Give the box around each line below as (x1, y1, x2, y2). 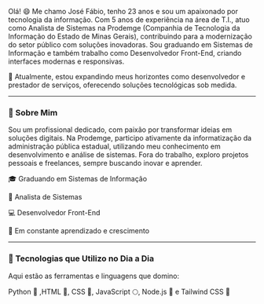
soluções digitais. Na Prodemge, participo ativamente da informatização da (8, 134, 252, 143)
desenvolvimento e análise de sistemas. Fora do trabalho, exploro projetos (8, 150, 249, 159)
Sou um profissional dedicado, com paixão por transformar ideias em (8, 125, 233, 134)
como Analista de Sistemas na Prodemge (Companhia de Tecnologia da (8, 24, 240, 32)
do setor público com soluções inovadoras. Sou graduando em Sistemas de (8, 40, 253, 49)
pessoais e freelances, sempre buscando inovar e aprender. (8, 159, 203, 168)
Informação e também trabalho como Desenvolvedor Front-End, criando (8, 49, 242, 57)
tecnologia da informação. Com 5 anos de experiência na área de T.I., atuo (8, 15, 250, 24)
